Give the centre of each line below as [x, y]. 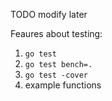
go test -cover [56, 75]
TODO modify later [49, 14]
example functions [63, 85]
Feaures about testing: [56, 33]
